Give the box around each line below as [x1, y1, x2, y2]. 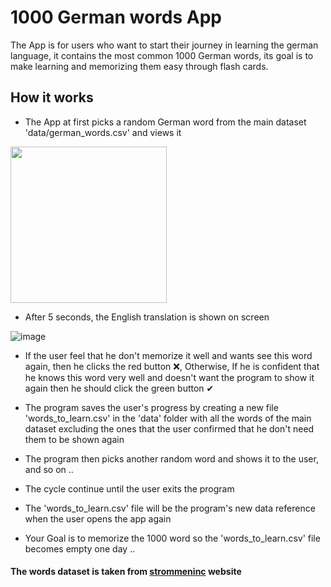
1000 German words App [10, 6, 222, 29]
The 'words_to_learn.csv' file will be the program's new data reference [24, 502, 316, 514]
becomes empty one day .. [24, 542, 136, 555]
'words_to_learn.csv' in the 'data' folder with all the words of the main [24, 412, 312, 424]
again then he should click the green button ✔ [24, 382, 215, 394]
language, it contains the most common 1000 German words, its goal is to [10, 49, 314, 61]
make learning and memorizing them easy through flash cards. [10, 60, 269, 72]
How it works [10, 89, 94, 106]
